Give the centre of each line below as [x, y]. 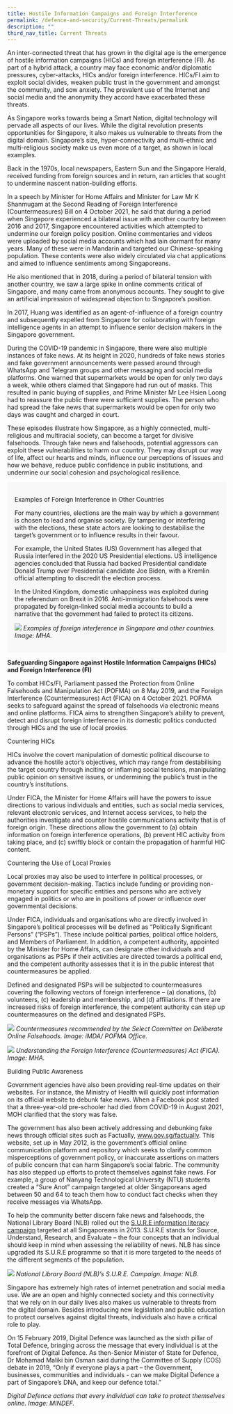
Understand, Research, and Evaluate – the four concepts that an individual [114, 1237]
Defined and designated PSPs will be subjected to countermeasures [105, 985]
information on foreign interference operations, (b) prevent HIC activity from [116, 834]
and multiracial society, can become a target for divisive [113, 436]
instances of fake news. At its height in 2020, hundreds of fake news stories [116, 356]
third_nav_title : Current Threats [57, 33]
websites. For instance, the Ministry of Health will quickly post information [113, 1092]
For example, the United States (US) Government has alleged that [108, 549]
